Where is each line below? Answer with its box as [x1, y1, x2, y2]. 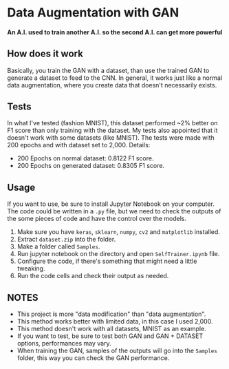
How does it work [7, 48, 84, 60]
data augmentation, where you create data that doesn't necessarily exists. [7, 81, 217, 89]
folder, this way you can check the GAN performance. [17, 354, 170, 362]
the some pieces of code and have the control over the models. [7, 215, 187, 223]
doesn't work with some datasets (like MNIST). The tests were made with [7, 134, 215, 142]
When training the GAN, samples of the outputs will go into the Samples [17, 346, 218, 355]
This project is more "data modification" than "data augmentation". [17, 310, 206, 318]
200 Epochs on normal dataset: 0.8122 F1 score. [17, 154, 154, 162]
